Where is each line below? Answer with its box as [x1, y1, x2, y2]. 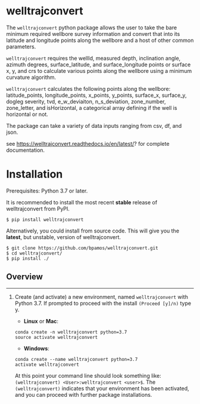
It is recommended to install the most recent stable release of [6, 198, 158, 206]
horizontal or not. [6, 111, 49, 118]
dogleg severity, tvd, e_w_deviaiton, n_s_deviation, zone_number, [6, 97, 166, 105]
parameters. [6, 43, 36, 50]
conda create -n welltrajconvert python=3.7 [14, 329, 127, 335]
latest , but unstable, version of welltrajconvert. [6, 233, 121, 240]
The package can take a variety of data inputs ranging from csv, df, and [6, 122, 182, 129]
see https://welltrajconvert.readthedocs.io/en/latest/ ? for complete [6, 140, 170, 147]
